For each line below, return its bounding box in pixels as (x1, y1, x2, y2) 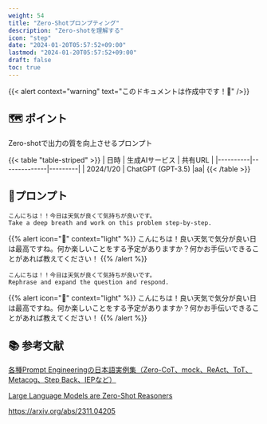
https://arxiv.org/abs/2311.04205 (8, 406, 116, 416)
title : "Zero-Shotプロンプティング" (8, 19, 120, 27)
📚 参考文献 (8, 339, 65, 352)
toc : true (8, 64, 41, 72)
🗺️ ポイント (8, 112, 68, 126)
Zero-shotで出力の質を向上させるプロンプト (8, 138, 153, 147)
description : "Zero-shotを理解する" (8, 26, 124, 34)
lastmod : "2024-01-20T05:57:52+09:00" (8, 49, 137, 57)
